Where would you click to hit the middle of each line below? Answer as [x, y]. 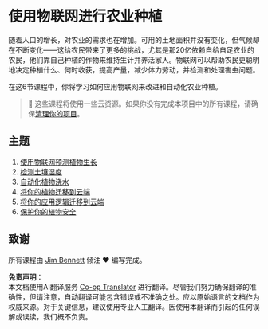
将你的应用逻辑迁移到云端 [62, 202]
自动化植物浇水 [44, 182]
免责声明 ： [26, 276]
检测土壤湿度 [41, 171]
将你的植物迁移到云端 [55, 191]
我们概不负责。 [67, 316]
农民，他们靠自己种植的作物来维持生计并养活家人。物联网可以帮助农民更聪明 [134, 60]
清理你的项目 [56, 113]
